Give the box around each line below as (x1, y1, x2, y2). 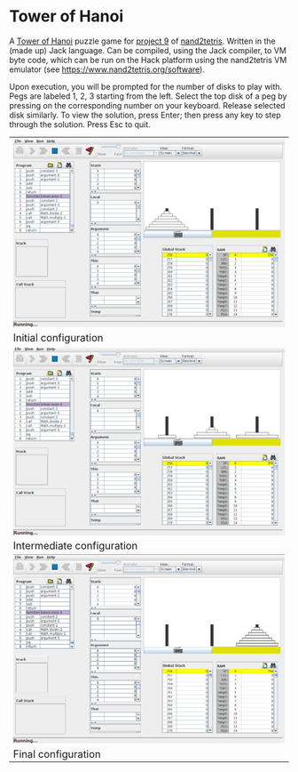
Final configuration (12, 747, 101, 760)
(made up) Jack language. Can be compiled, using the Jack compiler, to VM (9, 44, 286, 55)
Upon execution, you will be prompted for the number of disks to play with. (9, 81, 283, 92)
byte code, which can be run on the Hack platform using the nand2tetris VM (9, 54, 287, 65)
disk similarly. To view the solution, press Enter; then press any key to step (9, 109, 281, 120)
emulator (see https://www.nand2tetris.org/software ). (9, 64, 206, 75)
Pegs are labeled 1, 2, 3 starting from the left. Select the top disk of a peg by (9, 91, 287, 101)
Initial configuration (12, 331, 104, 344)
